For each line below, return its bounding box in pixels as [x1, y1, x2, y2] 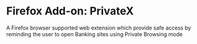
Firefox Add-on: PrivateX [6, 4, 134, 18]
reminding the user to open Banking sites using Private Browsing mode [6, 30, 183, 37]
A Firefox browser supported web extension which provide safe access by [6, 24, 192, 31]
